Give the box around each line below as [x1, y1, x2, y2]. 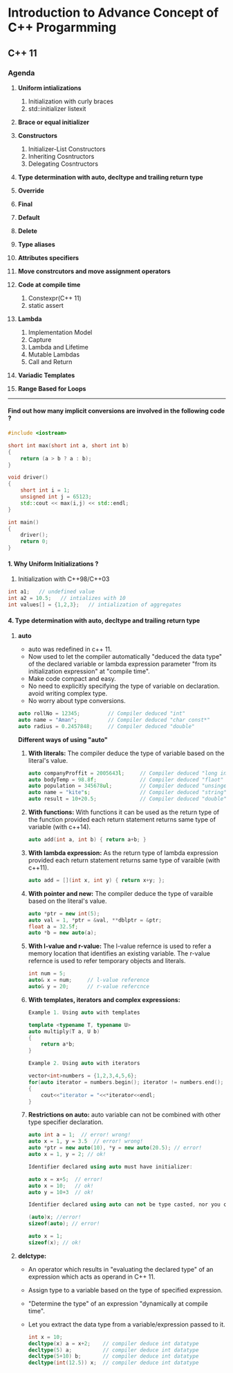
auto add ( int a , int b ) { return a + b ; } [28, 836, 147, 843]
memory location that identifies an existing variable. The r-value [28, 949, 210, 958]
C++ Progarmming [8, 19, 117, 35]
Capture [28, 335, 52, 344]
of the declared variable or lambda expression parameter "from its [28, 660, 217, 668]
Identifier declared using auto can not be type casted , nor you [28, 1201, 221, 1208]
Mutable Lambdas [28, 350, 80, 359]
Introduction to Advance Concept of [8, 5, 219, 21]
